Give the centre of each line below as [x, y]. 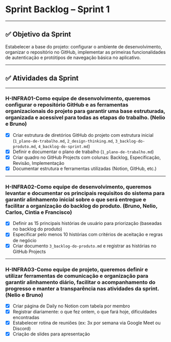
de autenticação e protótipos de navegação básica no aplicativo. [73, 58]
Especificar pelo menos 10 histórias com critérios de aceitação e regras [88, 235]
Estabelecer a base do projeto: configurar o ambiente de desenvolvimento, [84, 46]
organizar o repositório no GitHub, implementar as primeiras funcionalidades [85, 52]
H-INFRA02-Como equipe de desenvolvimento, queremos [78, 187]
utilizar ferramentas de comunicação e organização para [77, 276]
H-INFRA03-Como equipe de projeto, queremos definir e [77, 269]
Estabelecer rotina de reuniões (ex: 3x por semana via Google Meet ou [87, 323]
